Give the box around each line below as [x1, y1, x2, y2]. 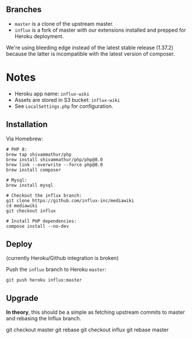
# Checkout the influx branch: [6, 193, 82, 198]
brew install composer [6, 167, 61, 173]
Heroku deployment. [14, 32, 64, 40]
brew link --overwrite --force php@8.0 [6, 162, 103, 167]
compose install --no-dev [6, 223, 69, 229]
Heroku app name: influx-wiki [14, 90, 89, 97]
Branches [6, 5, 42, 15]
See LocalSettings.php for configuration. [14, 102, 113, 109]
